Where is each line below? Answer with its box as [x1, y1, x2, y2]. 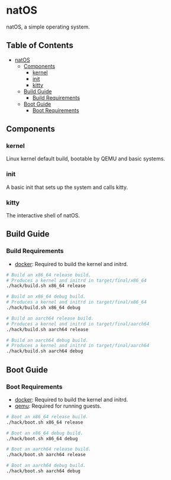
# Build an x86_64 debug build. [6, 293, 86, 300]
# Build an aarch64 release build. [6, 315, 94, 321]
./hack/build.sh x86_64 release [6, 283, 86, 289]
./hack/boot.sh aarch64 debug [6, 468, 81, 474]
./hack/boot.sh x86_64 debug [6, 435, 78, 441]
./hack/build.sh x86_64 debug [6, 305, 81, 311]
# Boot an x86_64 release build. [6, 413, 89, 419]
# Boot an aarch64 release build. [6, 446, 92, 452]
